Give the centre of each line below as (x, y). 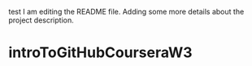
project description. (41, 20)
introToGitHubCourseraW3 (100, 53)
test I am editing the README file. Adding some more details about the (126, 12)
